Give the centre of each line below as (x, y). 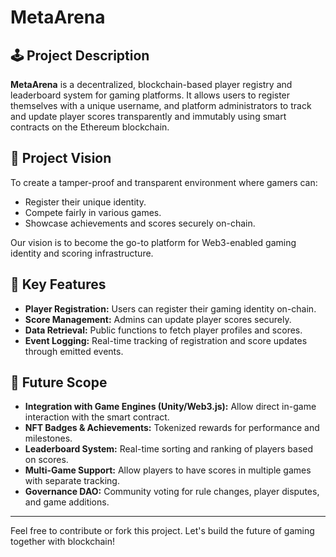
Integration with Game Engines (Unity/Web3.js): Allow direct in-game (170, 407)
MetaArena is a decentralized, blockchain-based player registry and (151, 84)
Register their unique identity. (85, 202)
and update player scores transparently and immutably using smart (148, 116)
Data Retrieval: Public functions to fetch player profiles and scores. (163, 330)
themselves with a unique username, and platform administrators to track (161, 105)
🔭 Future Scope (59, 382)
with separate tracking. (72, 481)
